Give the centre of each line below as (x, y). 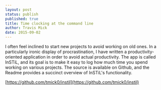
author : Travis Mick (26, 28)
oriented (14, 57)
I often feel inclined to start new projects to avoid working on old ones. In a (81, 46)
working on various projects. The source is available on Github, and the (77, 67)
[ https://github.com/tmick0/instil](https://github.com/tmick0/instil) (72, 82)
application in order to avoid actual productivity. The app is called (89, 57)
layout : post (18, 10)
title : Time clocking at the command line (49, 23)
